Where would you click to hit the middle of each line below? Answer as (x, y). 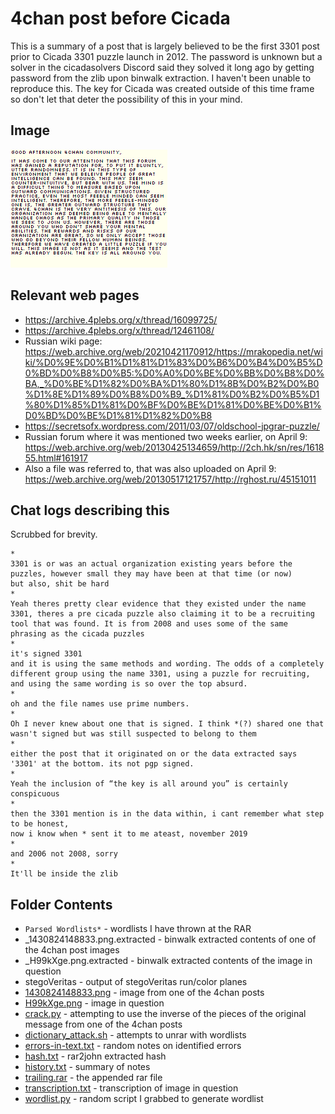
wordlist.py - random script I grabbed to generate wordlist (144, 1099)
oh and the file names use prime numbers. (100, 704)
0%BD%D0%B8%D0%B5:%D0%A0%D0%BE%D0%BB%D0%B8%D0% (174, 373)
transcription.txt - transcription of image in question (131, 1088)
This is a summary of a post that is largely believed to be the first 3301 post (165, 46)
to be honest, (40, 824)
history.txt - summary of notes (87, 1067)
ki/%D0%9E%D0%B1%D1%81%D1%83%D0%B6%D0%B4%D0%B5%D (173, 362)
